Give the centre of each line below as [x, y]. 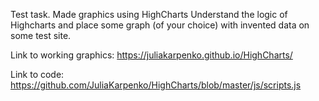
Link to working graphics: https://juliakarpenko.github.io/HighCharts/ [151, 55]
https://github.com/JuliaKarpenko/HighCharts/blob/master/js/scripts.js [156, 85]
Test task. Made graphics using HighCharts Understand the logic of [149, 14]
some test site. [41, 35]
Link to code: [37, 74]
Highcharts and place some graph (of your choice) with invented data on [160, 25]
